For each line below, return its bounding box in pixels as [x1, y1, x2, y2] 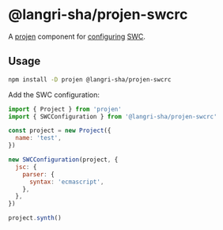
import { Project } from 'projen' [8, 105, 123, 113]
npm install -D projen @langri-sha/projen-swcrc [8, 75, 172, 84]
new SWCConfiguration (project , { [8, 156, 119, 164]
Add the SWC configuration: [8, 89, 100, 100]
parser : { [22, 170, 55, 179]
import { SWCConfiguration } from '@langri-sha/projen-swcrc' [8, 112, 217, 120]
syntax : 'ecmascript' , [28, 178, 104, 186]
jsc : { [15, 163, 37, 171]
